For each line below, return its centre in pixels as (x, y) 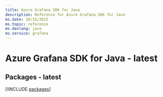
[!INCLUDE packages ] (28, 89)
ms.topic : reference (27, 24)
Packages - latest (33, 77)
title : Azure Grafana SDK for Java (43, 10)
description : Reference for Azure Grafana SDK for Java (65, 15)
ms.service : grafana (27, 33)
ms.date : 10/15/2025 (27, 19)
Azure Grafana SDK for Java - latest (82, 58)
